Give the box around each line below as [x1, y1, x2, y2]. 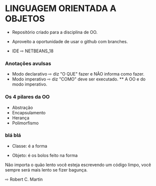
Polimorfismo [12, 120, 39, 126]
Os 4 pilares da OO [5, 93, 50, 100]
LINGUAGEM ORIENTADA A [5, 3, 117, 14]
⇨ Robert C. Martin [5, 176, 43, 182]
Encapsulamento [12, 109, 46, 115]
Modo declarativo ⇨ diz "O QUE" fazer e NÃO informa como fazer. [12, 71, 144, 77]
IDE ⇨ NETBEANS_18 [12, 48, 54, 54]
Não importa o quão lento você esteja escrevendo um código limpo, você [5, 162, 152, 168]
